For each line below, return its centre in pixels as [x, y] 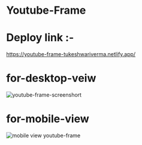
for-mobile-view [48, 119]
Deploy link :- [40, 38]
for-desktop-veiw [51, 78]
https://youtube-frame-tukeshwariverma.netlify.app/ [71, 54]
